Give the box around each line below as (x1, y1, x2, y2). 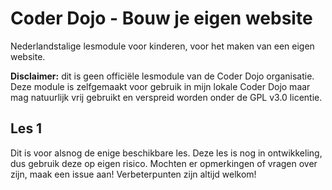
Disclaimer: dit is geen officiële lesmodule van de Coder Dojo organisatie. (10, 70, 315, 82)
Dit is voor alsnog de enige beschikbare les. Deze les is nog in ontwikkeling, (10, 147, 323, 159)
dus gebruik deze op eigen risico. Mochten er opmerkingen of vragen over (10, 157, 318, 169)
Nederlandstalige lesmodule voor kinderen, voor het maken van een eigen (10, 40, 315, 52)
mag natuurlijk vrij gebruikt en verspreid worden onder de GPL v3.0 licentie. (10, 91, 323, 103)
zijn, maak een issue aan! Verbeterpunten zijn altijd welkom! (10, 168, 257, 180)
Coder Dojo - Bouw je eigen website (10, 7, 313, 30)
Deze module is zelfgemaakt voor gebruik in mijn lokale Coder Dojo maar (10, 80, 311, 92)
